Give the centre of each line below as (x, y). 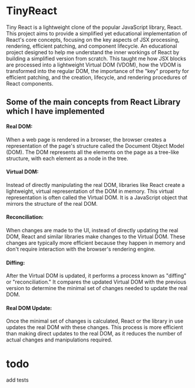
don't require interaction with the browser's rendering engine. (81, 249)
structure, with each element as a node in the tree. (67, 158)
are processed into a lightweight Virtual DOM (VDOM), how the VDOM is (94, 65)
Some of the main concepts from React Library (93, 102)
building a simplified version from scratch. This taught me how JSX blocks (96, 58)
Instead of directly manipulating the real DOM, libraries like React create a (95, 185)
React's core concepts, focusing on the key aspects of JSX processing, (93, 40)
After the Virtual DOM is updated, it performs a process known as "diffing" (96, 276)
